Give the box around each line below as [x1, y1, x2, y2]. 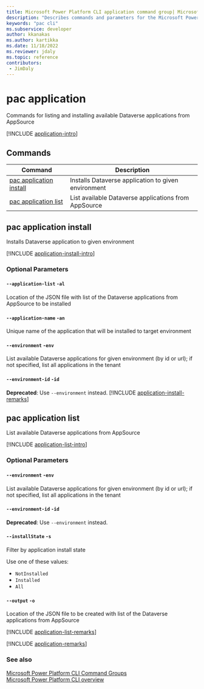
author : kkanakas [6, 32, 50, 38]
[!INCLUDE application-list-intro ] [6, 441, 87, 448]
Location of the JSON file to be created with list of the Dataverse [6, 610, 168, 618]
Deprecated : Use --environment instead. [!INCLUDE [6, 389, 137, 396]
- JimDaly [8, 65, 34, 72]
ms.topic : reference [6, 54, 59, 60]
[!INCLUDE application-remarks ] [6, 640, 87, 648]
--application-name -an [6, 315, 65, 321]
